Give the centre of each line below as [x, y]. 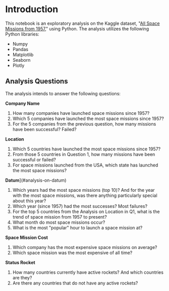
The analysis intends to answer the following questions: [63, 93]
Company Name [22, 103]
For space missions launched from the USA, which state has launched [85, 165]
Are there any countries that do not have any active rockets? [75, 283]
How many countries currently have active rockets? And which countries [88, 272]
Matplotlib [23, 55]
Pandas [20, 49]
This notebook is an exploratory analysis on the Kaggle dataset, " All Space [82, 23]
